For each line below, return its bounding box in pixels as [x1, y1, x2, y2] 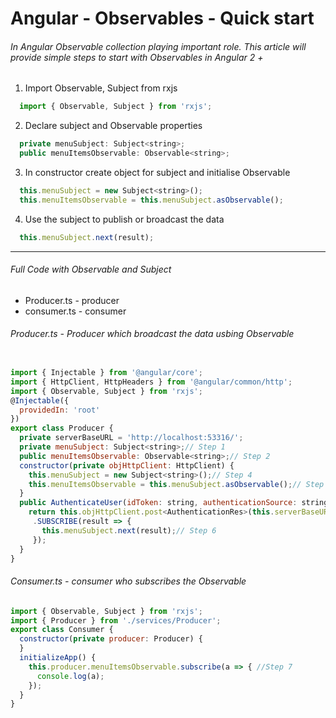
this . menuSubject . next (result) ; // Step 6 [41, 525, 217, 536]
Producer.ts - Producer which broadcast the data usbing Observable [10, 328, 295, 340]
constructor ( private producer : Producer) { [19, 634, 203, 644]
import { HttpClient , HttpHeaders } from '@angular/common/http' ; [10, 377, 293, 387]
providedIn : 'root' [19, 405, 101, 415]
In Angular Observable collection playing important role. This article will [10, 40, 307, 52]
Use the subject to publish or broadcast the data [24, 213, 225, 225]
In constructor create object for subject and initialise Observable [24, 167, 291, 179]
